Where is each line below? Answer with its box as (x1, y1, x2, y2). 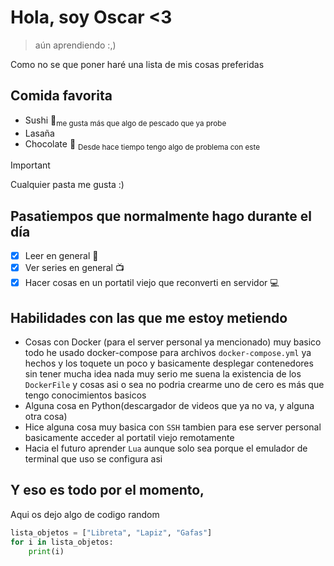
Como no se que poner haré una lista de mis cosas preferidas (10, 58, 265, 70)
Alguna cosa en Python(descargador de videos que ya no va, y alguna (24, 400, 315, 412)
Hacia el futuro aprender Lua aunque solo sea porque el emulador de (24, 442, 308, 455)
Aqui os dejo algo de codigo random (10, 508, 160, 520)
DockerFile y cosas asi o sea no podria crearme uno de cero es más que (24, 379, 325, 391)
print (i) (28, 546, 65, 556)
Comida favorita (10, 87, 113, 105)
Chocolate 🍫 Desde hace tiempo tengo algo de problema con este (24, 137, 260, 152)
